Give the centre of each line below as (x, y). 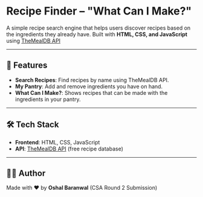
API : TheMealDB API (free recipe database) (69, 149)
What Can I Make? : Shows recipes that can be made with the (91, 92)
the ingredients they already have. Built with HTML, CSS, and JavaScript (97, 34)
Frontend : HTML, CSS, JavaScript (57, 142)
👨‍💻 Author (26, 173)
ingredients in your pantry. (48, 99)
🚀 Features (27, 66)
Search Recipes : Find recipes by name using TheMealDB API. (92, 80)
